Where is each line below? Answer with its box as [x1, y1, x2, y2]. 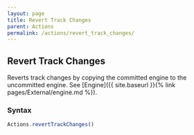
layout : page [7, 10, 45, 17]
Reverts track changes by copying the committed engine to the [7, 73, 187, 82]
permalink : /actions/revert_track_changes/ [7, 29, 135, 37]
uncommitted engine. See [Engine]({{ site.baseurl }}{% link [7, 81, 175, 89]
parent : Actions [7, 23, 54, 30]
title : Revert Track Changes [7, 17, 91, 24]
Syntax [7, 105, 32, 115]
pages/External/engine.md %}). [7, 88, 98, 97]
